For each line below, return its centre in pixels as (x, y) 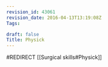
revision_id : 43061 (31, 12)
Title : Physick (25, 40)
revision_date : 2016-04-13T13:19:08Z (54, 18)
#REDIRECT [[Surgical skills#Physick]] (54, 57)
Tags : (13, 23)
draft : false (23, 34)
